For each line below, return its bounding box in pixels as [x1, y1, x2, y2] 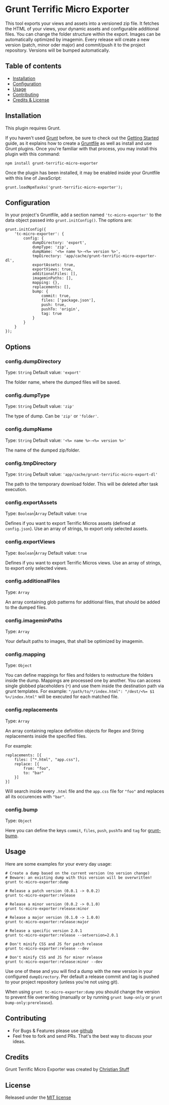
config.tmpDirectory [5, 460, 57, 467]
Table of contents [5, 62, 62, 70]
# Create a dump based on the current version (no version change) [5, 871, 150, 876]
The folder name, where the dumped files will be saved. [5, 379, 121, 385]
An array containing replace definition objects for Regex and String [5, 727, 144, 733]
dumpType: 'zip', [32, 244, 69, 250]
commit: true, [41, 294, 71, 299]
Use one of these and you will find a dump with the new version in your [5, 968, 153, 974]
